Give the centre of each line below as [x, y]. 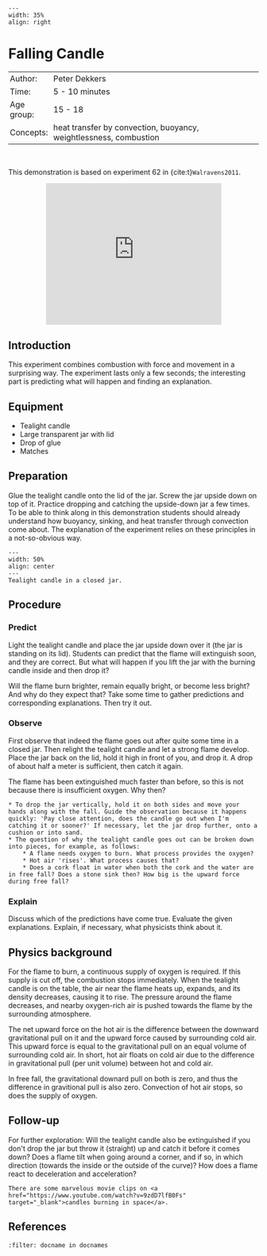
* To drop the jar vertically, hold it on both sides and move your [124, 805]
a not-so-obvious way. [45, 537]
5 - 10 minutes [81, 91]
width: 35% [26, 15]
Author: [24, 78]
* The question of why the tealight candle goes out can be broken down [131, 839]
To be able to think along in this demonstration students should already [124, 512]
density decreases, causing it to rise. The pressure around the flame [120, 997]
